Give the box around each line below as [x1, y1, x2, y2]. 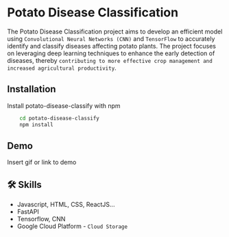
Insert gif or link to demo [7, 158, 77, 167]
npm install [19, 121, 53, 128]
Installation [7, 83, 56, 95]
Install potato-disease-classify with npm [7, 101, 121, 110]
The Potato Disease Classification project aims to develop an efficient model [7, 27, 223, 36]
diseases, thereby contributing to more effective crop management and [7, 56, 213, 64]
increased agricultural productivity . [7, 64, 117, 72]
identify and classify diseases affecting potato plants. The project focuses [7, 42, 217, 50]
